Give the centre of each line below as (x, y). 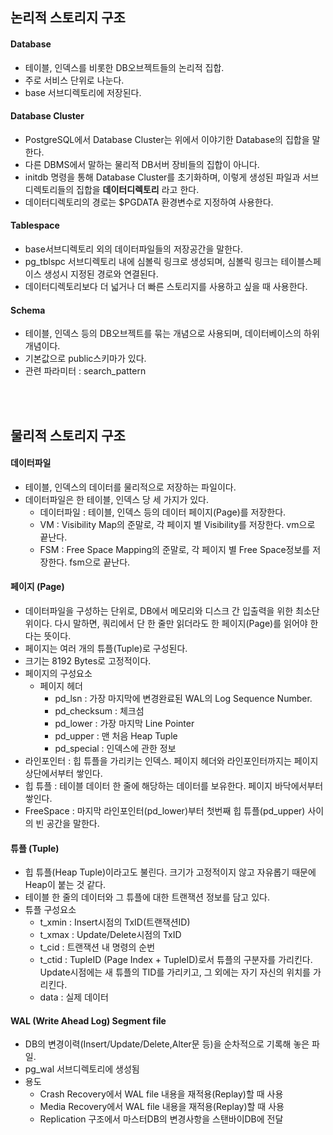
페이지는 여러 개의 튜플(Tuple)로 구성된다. (106, 648)
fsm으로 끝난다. (100, 562)
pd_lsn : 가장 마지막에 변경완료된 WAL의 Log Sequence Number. (183, 698)
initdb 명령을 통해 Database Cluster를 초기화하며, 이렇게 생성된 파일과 (162, 177)
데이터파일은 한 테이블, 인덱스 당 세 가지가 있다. (117, 499)
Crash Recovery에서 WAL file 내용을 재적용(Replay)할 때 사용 (161, 1094)
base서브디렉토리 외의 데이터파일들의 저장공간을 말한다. (133, 249)
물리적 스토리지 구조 (68, 435)
